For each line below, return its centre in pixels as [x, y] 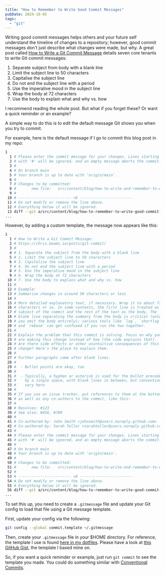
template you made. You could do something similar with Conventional [76, 562]
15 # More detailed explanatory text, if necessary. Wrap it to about [81, 303]
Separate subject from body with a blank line [57, 68]
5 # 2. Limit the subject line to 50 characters [60, 257]
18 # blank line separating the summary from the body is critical [78, 317]
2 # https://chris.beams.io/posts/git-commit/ [58, 244]
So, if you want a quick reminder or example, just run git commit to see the [81, 557]
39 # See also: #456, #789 [35, 412]
